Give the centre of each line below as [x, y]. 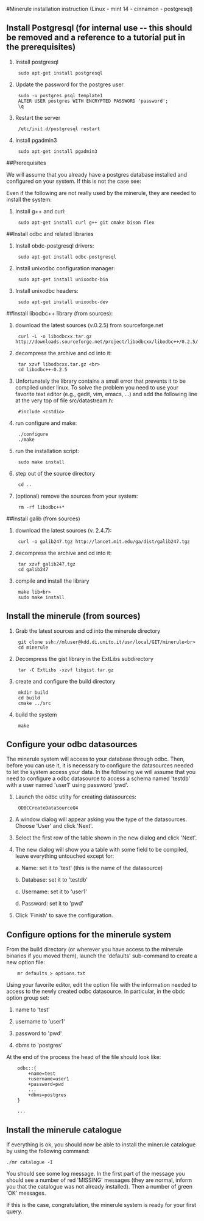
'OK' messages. [26, 1193]
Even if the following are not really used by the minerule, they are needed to [101, 193]
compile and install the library [52, 581]
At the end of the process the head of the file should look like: [84, 1057]
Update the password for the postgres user [69, 84]
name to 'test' [33, 1010]
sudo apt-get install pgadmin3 [58, 151]
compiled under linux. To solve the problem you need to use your [97, 387]
